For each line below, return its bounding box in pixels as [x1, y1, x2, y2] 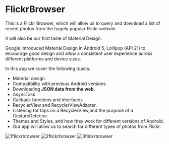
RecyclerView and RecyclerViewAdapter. [12, 102, 97, 108]
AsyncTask [12, 91, 35, 97]
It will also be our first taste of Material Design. [5, 35, 102, 41]
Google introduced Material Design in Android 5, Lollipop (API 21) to [5, 45, 146, 51]
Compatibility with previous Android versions [12, 81, 106, 87]
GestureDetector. [12, 112, 48, 119]
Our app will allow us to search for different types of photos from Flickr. [12, 123, 161, 129]
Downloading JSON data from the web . [12, 86, 95, 92]
